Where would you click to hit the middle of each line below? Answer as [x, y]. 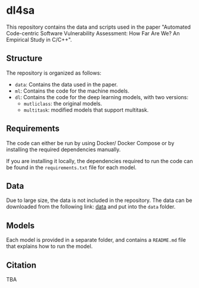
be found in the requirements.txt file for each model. [71, 167]
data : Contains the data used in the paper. [66, 84]
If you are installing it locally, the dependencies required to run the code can [99, 161]
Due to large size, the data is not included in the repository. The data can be [99, 200]
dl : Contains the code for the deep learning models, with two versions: [102, 97]
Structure [24, 58]
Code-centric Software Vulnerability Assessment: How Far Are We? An [93, 33]
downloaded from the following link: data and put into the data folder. [91, 207]
